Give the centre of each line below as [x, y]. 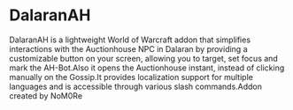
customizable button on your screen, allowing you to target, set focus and [144, 58]
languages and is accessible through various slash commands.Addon [136, 86]
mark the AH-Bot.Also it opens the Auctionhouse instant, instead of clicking [147, 68]
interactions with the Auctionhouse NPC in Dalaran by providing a [128, 48]
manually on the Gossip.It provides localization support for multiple [131, 77]
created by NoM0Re [46, 95]
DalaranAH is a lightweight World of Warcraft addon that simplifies [130, 40]
